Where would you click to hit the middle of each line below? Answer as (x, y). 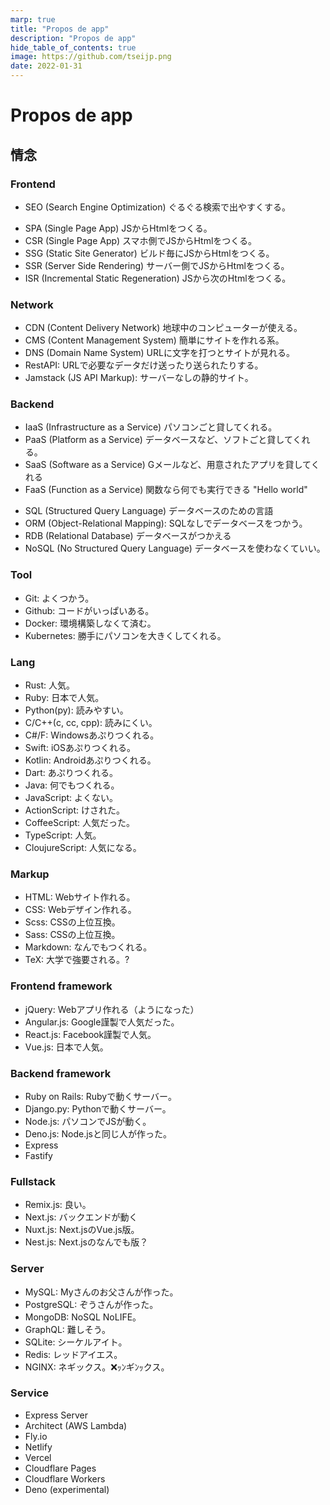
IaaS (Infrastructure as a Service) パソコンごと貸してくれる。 (151, 427)
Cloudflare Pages (60, 1468)
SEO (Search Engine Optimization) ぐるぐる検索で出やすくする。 (157, 207)
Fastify (38, 1155)
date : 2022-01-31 (46, 66)
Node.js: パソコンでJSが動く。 (88, 1121)
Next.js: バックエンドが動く (81, 1217)
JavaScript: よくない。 (71, 798)
